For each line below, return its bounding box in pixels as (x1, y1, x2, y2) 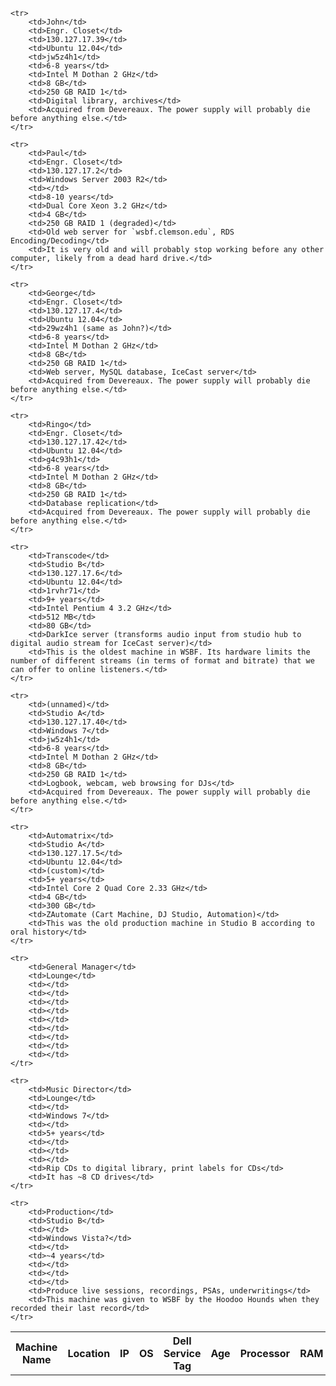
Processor (239, 1347, 291, 1360)
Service (163, 1347, 202, 1360)
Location (67, 1347, 111, 1360)
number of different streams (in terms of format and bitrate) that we (10, 656, 315, 666)
